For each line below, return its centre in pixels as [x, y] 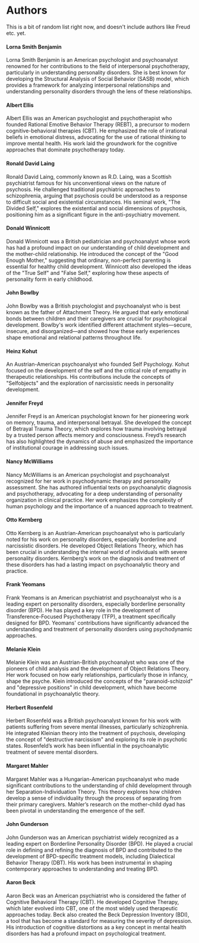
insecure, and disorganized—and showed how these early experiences [93, 331]
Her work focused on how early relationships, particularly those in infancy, [97, 675]
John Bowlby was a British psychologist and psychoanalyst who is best [93, 306]
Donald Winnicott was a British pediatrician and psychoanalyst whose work [98, 241]
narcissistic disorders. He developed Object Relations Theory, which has [95, 545]
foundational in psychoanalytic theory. [53, 694]
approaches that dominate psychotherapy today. [66, 150]
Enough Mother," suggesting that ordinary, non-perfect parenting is [89, 260]
